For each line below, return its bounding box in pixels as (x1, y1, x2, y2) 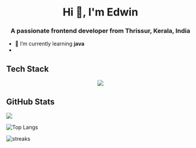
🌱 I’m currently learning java (14, 40, 85, 47)
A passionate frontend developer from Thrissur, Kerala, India (10, 27, 191, 35)
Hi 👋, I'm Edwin (62, 5, 139, 19)
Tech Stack (6, 64, 49, 74)
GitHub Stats (6, 97, 55, 107)
